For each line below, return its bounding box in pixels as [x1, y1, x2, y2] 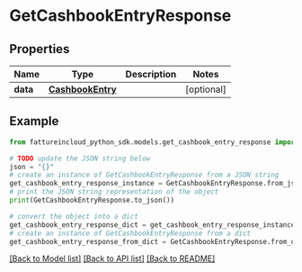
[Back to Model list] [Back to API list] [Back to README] [9, 253, 216, 264]
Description [125, 68, 177, 80]
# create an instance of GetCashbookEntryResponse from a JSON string [9, 170, 280, 180]
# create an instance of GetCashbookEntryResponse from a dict [9, 229, 252, 238]
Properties [9, 41, 70, 57]
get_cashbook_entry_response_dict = [9, 220, 147, 230]
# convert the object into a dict [9, 212, 139, 221]
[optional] [185, 83, 226, 95]
